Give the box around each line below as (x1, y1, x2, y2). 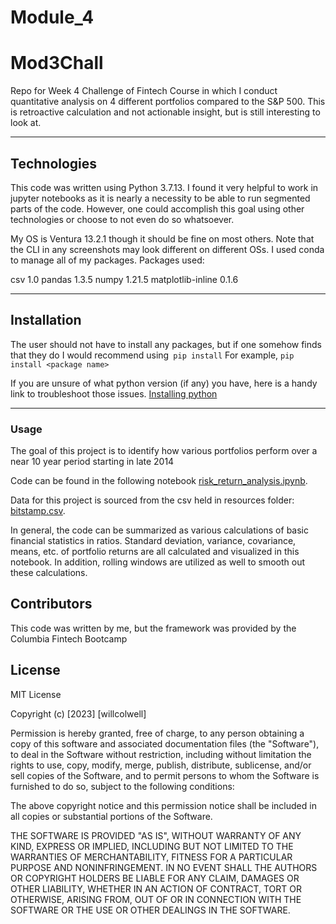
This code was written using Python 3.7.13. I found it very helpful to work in (10, 181, 319, 193)
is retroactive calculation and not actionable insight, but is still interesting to (10, 106, 321, 118)
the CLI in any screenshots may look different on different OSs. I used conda (10, 243, 325, 255)
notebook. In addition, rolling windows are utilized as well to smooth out (10, 556, 306, 568)
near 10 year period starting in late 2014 (10, 456, 175, 468)
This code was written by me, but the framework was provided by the (10, 622, 297, 634)
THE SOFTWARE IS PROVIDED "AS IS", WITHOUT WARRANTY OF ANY (10, 829, 302, 841)
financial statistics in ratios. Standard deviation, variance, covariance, (10, 535, 297, 547)
